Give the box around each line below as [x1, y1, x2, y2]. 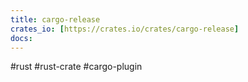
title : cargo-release [10, 14, 101, 25]
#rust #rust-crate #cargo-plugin [10, 61, 143, 73]
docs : [10, 33, 33, 43]
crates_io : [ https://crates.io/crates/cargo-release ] [10, 24, 240, 34]
